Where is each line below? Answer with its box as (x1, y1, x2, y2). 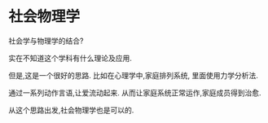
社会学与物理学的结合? (8, 36, 84, 46)
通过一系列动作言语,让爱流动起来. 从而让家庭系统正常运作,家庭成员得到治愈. (8, 87, 262, 98)
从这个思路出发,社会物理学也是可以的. (8, 105, 134, 115)
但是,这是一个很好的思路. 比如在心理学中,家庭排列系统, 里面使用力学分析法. (8, 70, 259, 80)
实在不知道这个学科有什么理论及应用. (8, 53, 133, 63)
